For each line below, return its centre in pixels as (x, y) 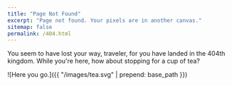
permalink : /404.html (39, 33)
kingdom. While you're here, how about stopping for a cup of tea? (104, 61)
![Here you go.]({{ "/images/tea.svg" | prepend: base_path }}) (97, 75)
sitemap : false (30, 27)
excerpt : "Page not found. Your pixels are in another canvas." (105, 20)
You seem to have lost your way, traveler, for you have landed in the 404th (116, 54)
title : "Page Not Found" (44, 14)
